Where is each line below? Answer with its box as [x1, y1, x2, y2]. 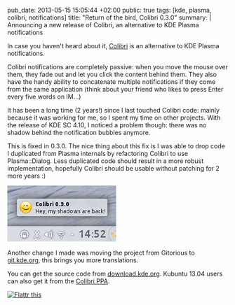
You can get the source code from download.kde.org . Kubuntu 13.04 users [7, 269, 223, 278]
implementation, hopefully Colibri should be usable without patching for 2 [7, 164, 220, 172]
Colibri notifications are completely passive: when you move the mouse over [7, 63, 228, 71]
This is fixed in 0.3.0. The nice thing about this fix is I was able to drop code [7, 142, 226, 150]
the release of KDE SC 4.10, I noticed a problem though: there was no [7, 121, 207, 129]
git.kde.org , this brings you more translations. [7, 256, 139, 264]
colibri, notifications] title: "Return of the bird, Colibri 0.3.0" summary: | [7, 13, 212, 22]
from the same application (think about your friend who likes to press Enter [7, 85, 224, 93]
